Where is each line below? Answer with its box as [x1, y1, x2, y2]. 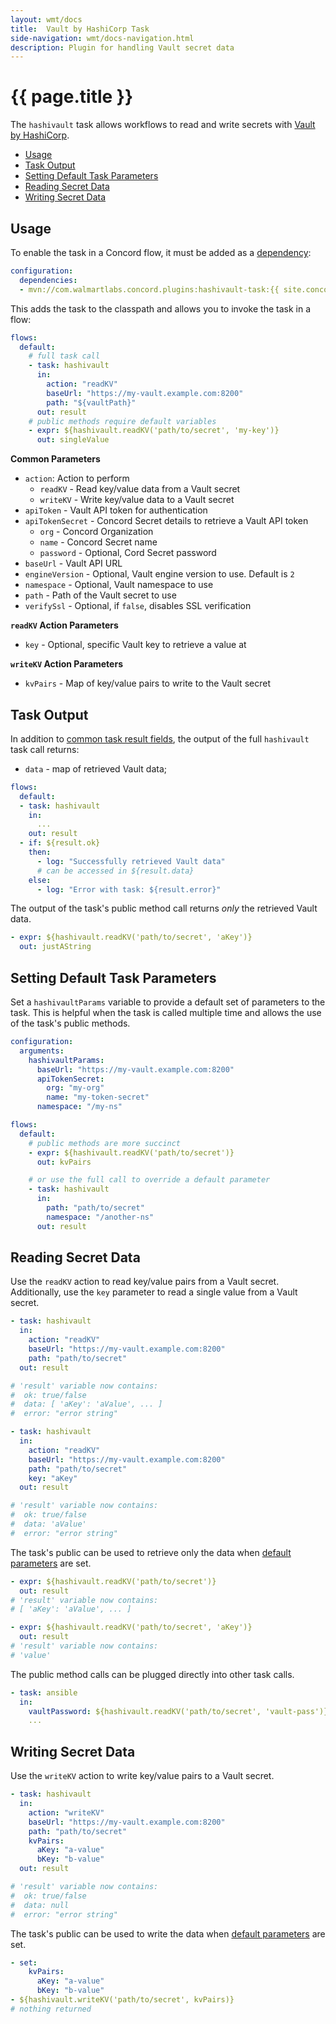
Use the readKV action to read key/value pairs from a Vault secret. [10, 1276, 280, 1288]
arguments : [19, 1046, 65, 1056]
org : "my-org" [46, 1083, 105, 1093]
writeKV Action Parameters [10, 658, 123, 670]
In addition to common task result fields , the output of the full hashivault [10, 732, 310, 745]
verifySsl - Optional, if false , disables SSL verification [24, 600, 252, 612]
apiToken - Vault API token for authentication [24, 504, 208, 516]
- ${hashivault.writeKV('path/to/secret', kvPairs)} [10, 1995, 235, 2005]
